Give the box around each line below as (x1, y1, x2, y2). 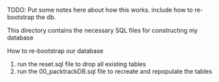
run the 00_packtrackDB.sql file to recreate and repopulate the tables (16, 68, 212, 75)
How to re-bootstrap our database (7, 47, 104, 55)
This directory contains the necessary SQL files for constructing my (7, 27, 198, 34)
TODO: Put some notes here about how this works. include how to (7, 6, 193, 14)
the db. (36, 13, 56, 21)
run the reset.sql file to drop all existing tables (16, 60, 146, 68)
